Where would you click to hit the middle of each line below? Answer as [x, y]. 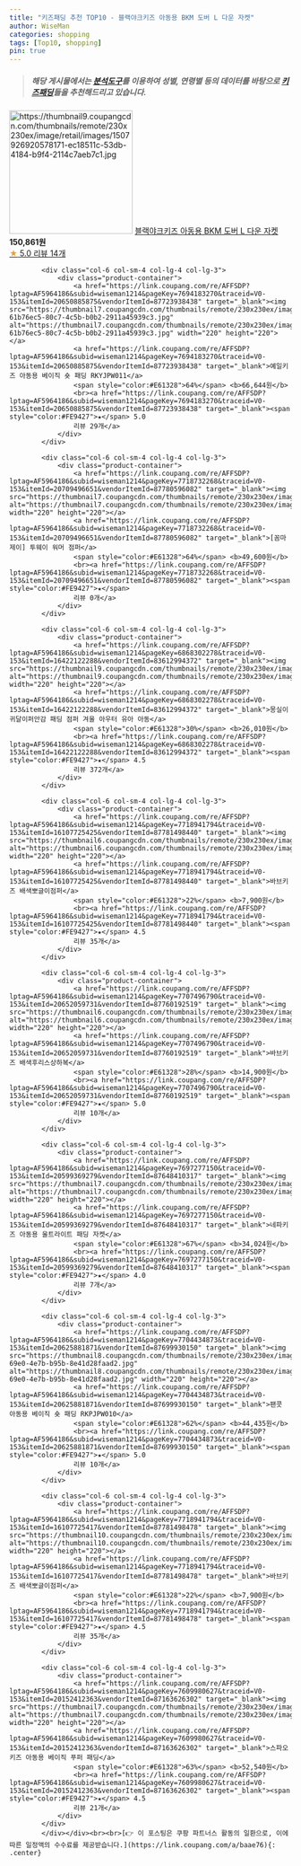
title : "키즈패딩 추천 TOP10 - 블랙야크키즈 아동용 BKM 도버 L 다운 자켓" [132, 18]
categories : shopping [50, 34]
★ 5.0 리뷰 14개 [38, 253]
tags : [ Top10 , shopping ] [56, 43]
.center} [26, 1853]
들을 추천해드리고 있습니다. [100, 92]
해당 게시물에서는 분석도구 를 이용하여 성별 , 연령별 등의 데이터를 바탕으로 [155, 81]
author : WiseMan [39, 26]
